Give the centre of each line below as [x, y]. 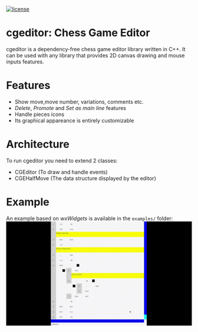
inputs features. [25, 61]
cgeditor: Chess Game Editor [78, 33]
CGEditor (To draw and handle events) [61, 172]
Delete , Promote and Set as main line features [70, 108]
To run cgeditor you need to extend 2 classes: [62, 160]
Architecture [38, 145]
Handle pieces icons [39, 114]
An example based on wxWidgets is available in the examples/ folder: [90, 218]
